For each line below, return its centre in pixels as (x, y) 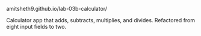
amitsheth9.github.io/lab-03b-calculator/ (57, 9)
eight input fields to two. (36, 27)
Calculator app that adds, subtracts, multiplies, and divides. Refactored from (101, 20)
